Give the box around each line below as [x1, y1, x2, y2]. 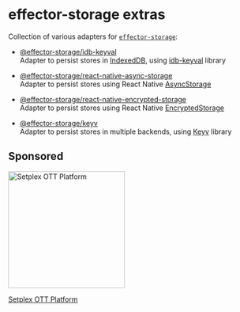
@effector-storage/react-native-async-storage [19, 70, 173, 80]
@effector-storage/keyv [19, 118, 99, 127]
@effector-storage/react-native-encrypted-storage [19, 94, 187, 104]
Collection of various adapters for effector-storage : [8, 32, 178, 41]
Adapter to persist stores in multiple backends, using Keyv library [19, 127, 232, 136]
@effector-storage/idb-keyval [19, 47, 117, 56]
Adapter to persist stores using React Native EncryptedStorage [19, 103, 225, 112]
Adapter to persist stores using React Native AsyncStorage [19, 79, 212, 89]
